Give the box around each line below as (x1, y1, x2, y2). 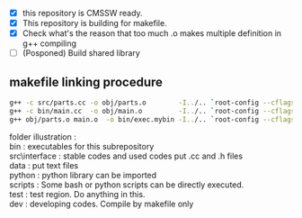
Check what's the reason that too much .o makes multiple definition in (22, 28, 281, 39)
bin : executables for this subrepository (9, 141, 155, 151)
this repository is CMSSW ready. (22, 8, 143, 18)
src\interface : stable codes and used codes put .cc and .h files (9, 150, 244, 161)
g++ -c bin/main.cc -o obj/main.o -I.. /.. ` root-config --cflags (9, 106, 296, 115)
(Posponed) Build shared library (22, 48, 141, 59)
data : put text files (9, 159, 79, 170)
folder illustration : (9, 131, 76, 142)
